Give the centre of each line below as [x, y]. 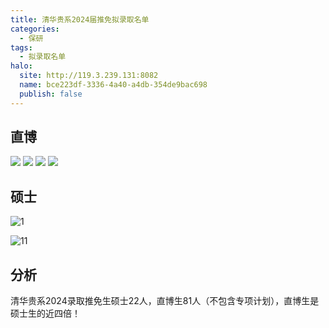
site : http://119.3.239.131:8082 [89, 76]
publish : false [51, 94]
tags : [21, 47]
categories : [35, 29]
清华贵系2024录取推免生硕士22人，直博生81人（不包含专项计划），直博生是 [165, 301]
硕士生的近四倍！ [45, 313]
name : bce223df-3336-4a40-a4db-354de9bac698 [113, 85]
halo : [21, 66]
